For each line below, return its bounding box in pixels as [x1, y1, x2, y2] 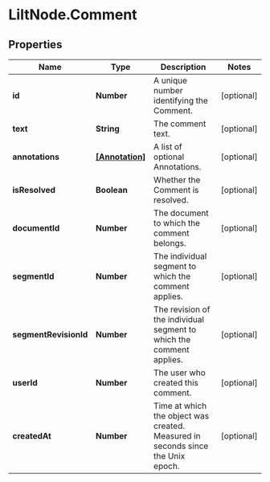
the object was [153, 411, 210, 421]
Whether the [153, 174, 201, 186]
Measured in [153, 431, 201, 441]
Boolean [95, 185, 129, 195]
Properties [8, 38, 63, 51]
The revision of [153, 304, 211, 315]
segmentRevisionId [12, 329, 88, 340]
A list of [153, 141, 182, 152]
